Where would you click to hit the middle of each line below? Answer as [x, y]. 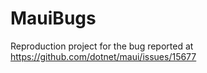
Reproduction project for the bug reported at [102, 46]
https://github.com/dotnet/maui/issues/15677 [103, 56]
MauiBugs [53, 18]
